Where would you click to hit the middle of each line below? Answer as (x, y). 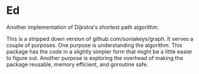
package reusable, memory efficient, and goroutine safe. (77, 64)
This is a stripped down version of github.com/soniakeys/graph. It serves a (100, 39)
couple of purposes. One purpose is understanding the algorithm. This (94, 45)
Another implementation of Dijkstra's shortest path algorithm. (83, 27)
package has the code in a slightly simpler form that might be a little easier (99, 51)
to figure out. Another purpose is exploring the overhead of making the (95, 58)
